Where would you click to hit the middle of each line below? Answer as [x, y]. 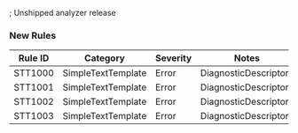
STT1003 [34, 116]
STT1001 [34, 87]
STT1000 [34, 73]
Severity [173, 58]
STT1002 [34, 102]
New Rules [33, 35]
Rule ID [34, 58]
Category [105, 58]
